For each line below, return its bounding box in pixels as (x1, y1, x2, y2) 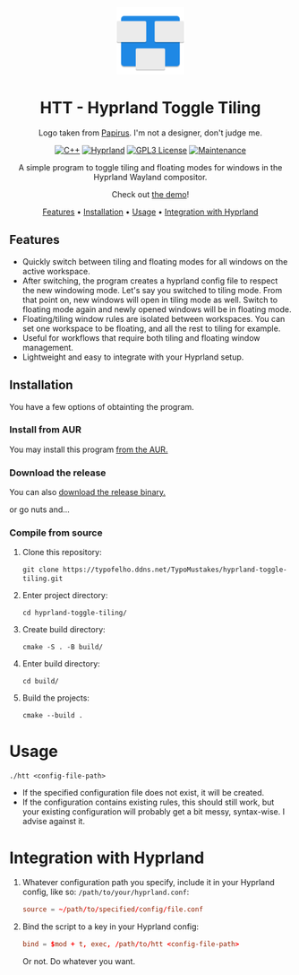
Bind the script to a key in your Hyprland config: (21, 921, 200, 932)
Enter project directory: (21, 590, 108, 601)
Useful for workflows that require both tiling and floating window (21, 332, 261, 343)
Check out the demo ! (111, 188, 190, 199)
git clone (21, 565, 60, 575)
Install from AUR (9, 423, 82, 436)
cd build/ (21, 677, 60, 686)
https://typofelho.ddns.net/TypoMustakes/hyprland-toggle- (62, 565, 288, 575)
